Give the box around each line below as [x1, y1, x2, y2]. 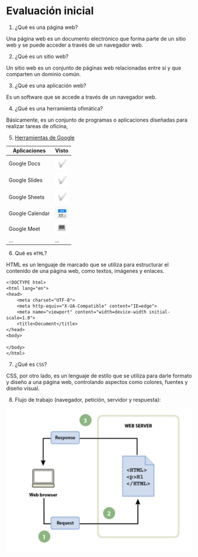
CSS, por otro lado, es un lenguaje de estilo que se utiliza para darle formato [6, 372, 192, 379]
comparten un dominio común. [6, 70, 81, 77]
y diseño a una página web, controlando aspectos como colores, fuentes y [6, 379, 188, 386]
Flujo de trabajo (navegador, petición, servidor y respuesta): [14, 396, 161, 403]
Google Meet [8, 225, 40, 232]
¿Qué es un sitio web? [14, 53, 69, 60]
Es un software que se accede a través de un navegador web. [6, 93, 157, 100]
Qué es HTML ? [14, 250, 47, 257]
